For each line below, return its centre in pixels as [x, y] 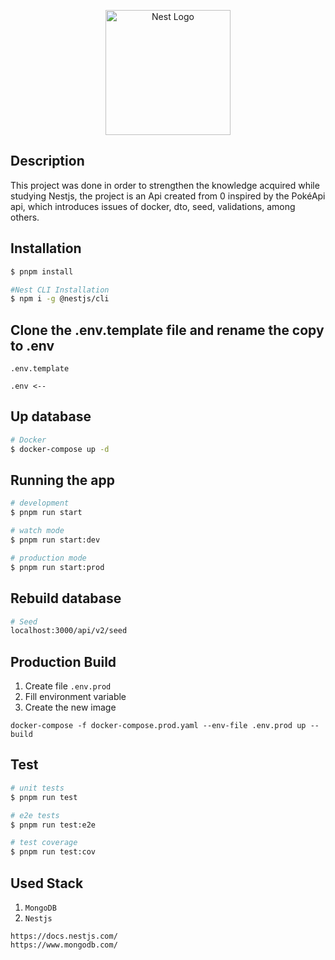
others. [25, 217]
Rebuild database [66, 598]
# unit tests [37, 788]
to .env [32, 345]
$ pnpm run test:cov [53, 852]
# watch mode [37, 531]
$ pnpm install [42, 271]
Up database [51, 416]
